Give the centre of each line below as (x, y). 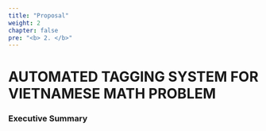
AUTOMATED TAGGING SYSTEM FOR (133, 77)
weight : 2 (25, 23)
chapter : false (33, 30)
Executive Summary (48, 118)
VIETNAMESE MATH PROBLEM (112, 94)
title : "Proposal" (39, 15)
